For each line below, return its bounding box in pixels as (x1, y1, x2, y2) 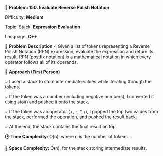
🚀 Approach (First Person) (5, 69, 60, 75)
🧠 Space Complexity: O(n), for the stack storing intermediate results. (5, 145, 147, 151)
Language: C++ (5, 34, 37, 39)
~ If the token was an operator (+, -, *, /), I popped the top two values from (5, 109, 158, 114)
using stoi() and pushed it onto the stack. (5, 99, 90, 105)
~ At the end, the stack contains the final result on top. (5, 124, 117, 129)
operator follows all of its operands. (5, 59, 78, 65)
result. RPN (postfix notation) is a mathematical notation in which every (5, 54, 151, 60)
